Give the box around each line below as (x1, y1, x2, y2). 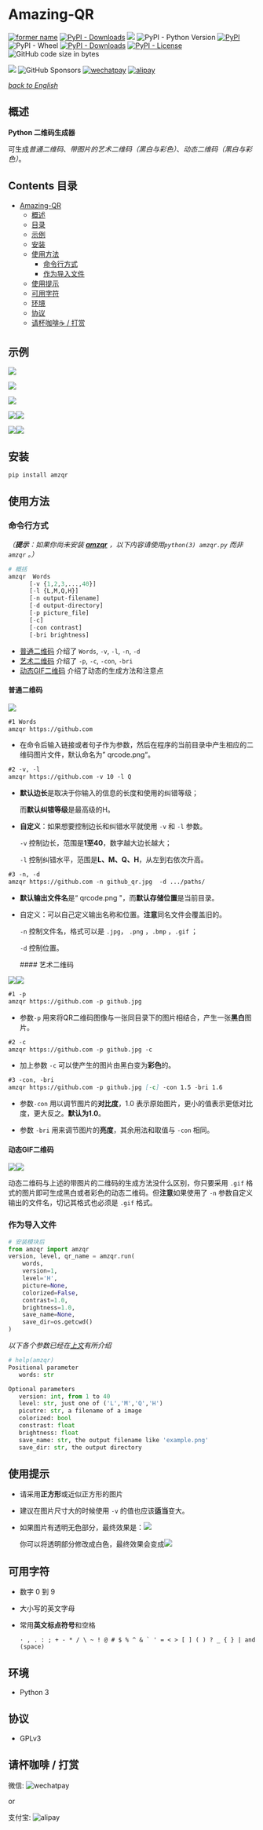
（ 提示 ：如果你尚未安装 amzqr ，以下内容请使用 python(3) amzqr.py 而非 (8, 539, 243, 549)
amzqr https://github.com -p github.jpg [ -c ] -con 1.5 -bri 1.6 (8, 1083, 223, 1092)
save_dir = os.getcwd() (22, 1318, 93, 1326)
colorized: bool (18, 1415, 72, 1423)
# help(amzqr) (8, 1357, 55, 1364)
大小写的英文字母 (19, 1604, 75, 1613)
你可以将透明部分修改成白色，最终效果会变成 (19, 1540, 165, 1549)
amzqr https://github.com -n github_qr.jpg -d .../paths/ (8, 878, 206, 886)
